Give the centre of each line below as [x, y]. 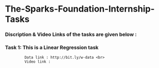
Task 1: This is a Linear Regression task [52, 48]
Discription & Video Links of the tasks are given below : [71, 34]
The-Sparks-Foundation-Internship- [80, 9]
